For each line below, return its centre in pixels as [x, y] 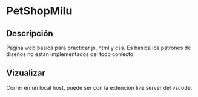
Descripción [30, 33]
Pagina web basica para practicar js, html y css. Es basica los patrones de [99, 48]
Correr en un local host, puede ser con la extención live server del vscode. [99, 87]
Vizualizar [26, 73]
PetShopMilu [39, 11]
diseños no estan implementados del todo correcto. [71, 54]
